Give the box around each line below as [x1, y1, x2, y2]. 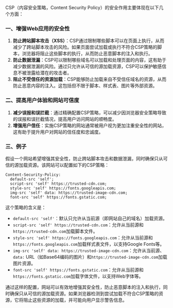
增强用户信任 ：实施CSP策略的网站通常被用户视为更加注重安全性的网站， [12, 122, 166, 129]
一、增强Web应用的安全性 [5, 25, 70, 32]
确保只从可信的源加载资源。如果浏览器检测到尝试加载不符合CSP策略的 [9, 290, 159, 297]
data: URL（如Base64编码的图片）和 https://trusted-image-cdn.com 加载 [12, 253, 167, 260]
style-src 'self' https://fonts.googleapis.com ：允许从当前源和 [12, 234, 153, 241]
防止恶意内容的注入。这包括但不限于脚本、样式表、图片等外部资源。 [12, 83, 158, 89]
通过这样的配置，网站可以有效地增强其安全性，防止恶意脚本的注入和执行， [5, 284, 163, 290]
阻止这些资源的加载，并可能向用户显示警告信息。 [23, 297, 127, 303]
